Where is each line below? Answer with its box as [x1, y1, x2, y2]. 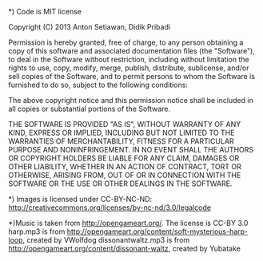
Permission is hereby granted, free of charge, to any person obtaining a [8, 38, 244, 47]
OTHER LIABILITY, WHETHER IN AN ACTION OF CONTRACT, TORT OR [8, 162, 241, 171]
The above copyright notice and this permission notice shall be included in [8, 96, 253, 105]
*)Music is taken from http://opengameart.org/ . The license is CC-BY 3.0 [8, 219, 249, 227]
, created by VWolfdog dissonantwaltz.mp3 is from [22, 235, 190, 244]
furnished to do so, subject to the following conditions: [8, 80, 188, 89]
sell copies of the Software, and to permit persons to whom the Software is [8, 72, 256, 81]
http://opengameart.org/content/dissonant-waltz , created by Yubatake [8, 243, 241, 253]
